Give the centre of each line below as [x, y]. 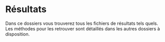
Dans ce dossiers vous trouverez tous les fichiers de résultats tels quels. [82, 23]
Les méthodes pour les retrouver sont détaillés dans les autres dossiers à [83, 28]
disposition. [17, 34]
